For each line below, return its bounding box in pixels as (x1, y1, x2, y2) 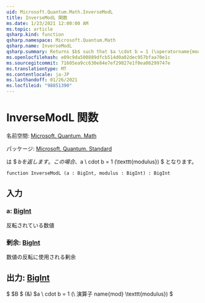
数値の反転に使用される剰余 (6, 253, 76, 260)
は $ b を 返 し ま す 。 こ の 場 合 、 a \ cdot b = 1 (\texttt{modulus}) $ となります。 (6, 158, 197, 165)
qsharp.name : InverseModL (6, 43, 72, 49)
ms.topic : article (6, 26, 53, 32)
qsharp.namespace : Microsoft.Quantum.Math (6, 37, 116, 43)
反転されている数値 (6, 221, 55, 229)
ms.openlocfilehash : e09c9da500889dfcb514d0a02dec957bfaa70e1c (6, 54, 171, 60)
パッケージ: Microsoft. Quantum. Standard (6, 144, 112, 152)
